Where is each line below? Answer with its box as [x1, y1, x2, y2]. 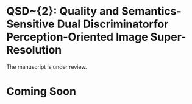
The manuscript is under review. [6, 63, 87, 71]
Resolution [6, 43, 62, 57]
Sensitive [6, 17, 55, 31]
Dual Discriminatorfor [57, 17, 169, 31]
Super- [150, 30, 187, 44]
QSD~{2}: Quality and [6, 4, 119, 18]
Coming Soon [6, 85, 76, 99]
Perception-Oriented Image [6, 30, 148, 44]
